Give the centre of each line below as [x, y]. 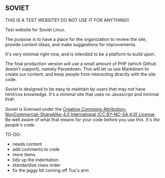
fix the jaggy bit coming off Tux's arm [51, 170]
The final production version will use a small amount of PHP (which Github [81, 63]
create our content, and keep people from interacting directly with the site [81, 74]
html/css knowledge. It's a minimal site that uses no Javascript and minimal [82, 94]
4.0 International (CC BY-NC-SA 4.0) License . [109, 114]
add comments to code [36, 149]
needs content [27, 144]
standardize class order [36, 165]
